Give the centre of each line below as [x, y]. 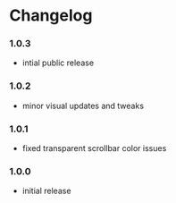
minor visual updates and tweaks [83, 106]
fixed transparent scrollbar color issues [94, 148]
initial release [46, 191]
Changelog [51, 16]
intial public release [58, 63]
